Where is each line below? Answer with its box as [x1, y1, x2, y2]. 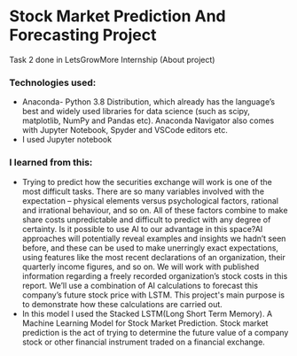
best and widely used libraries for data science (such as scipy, [21, 106, 251, 117]
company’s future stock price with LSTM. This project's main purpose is [21, 290, 285, 300]
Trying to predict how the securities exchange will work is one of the [21, 176, 273, 187]
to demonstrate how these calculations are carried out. [21, 298, 223, 309]
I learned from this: [9, 157, 93, 169]
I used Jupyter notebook [21, 135, 113, 145]
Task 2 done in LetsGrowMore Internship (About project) [9, 54, 215, 65]
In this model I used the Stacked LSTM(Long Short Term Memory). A [21, 308, 273, 319]
